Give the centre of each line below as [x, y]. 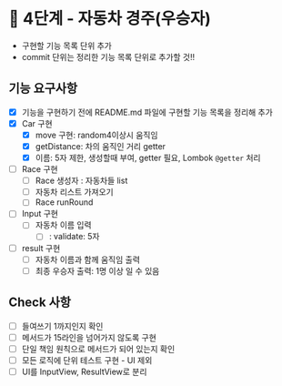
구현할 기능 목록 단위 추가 [67, 46]
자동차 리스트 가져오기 [75, 192]
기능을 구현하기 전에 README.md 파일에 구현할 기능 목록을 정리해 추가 [147, 112]
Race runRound [64, 202]
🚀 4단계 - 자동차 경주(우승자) [110, 19]
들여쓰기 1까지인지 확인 [62, 326]
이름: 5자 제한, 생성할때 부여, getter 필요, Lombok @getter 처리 [148, 157]
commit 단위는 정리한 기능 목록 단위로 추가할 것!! [108, 56]
